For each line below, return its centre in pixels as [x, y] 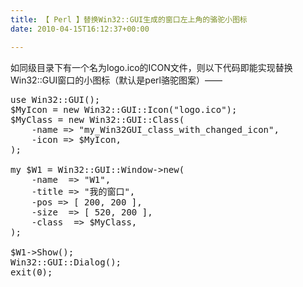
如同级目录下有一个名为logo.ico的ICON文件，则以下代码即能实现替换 [151, 67]
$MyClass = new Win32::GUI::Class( [97, 119]
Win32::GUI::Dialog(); [66, 262]
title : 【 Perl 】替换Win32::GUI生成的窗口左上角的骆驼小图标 [129, 19]
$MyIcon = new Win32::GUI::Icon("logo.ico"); [124, 109]
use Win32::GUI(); [55, 99]
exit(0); [31, 272]
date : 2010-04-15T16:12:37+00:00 [80, 29]
